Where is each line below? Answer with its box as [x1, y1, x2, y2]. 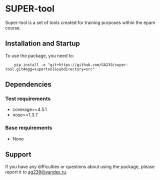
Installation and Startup [5, 39, 80, 48]
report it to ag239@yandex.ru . [5, 168, 67, 175]
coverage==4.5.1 [12, 106, 47, 112]
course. [5, 24, 21, 30]
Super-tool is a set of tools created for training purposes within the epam [5, 19, 155, 25]
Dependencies [5, 80, 51, 89]
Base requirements [5, 124, 52, 131]
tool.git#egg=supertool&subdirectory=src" [5, 66, 95, 71]
